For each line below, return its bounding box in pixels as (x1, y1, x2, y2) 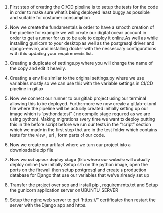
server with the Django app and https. (9, 202, 87, 208)
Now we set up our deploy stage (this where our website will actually (9, 157, 150, 162)
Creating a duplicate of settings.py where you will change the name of (9, 60, 153, 66)
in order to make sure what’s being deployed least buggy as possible (9, 9, 150, 15)
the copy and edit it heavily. (9, 65, 66, 71)
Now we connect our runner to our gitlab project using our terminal (9, 95, 147, 101)
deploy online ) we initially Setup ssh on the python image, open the (9, 162, 148, 167)
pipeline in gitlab (9, 86, 43, 91)
